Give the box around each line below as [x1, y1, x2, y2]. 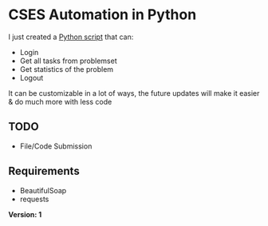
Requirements [8, 165, 80, 178]
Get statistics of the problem [19, 64, 114, 73]
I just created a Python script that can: [8, 32, 134, 42]
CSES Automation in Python [8, 6, 197, 24]
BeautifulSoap [19, 185, 67, 195]
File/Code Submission [19, 141, 93, 151]
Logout [19, 73, 44, 82]
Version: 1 [8, 209, 42, 219]
